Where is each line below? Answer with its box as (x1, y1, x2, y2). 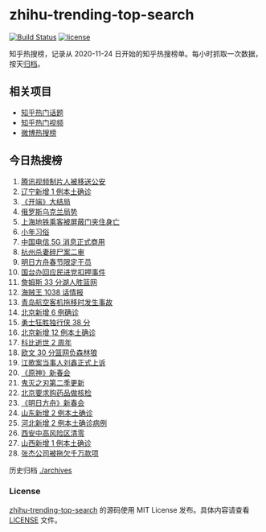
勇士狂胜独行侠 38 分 (20, 317, 91, 327)
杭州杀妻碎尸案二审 (20, 247, 85, 257)
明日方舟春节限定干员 (20, 257, 92, 266)
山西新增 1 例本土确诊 (20, 438, 92, 447)
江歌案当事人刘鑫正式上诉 (20, 357, 106, 367)
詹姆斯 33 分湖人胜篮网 (20, 277, 97, 287)
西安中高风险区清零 (20, 428, 85, 438)
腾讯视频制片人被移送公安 (20, 176, 106, 186)
